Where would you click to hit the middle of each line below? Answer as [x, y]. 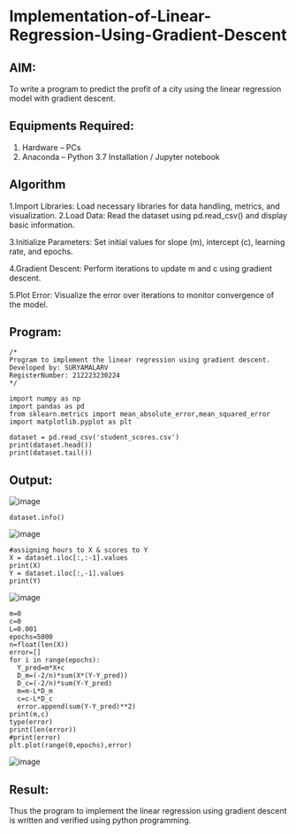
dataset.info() [37, 518]
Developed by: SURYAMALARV [59, 368]
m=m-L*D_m [35, 692]
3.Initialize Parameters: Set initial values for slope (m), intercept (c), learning [147, 241]
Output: [31, 480]
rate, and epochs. [41, 251]
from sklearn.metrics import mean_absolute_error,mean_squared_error [140, 414]
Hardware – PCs [51, 147]
